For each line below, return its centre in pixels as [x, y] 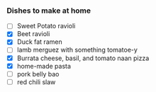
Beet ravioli [33, 34]
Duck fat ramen [39, 42]
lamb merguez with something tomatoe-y [77, 50]
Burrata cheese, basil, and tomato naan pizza [83, 58]
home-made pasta [44, 66]
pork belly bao [38, 74]
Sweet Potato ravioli [46, 26]
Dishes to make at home [49, 11]
